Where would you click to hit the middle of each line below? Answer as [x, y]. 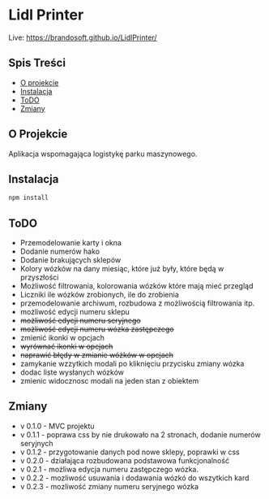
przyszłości [39, 277]
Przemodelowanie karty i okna [70, 243]
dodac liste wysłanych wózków [72, 372]
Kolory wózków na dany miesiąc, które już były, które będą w [122, 269]
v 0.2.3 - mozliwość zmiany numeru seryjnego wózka [109, 486]
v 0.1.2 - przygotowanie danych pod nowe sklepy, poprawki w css [130, 452]
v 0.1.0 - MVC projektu [57, 426]
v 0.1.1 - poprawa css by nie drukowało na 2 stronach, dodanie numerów [140, 434]
